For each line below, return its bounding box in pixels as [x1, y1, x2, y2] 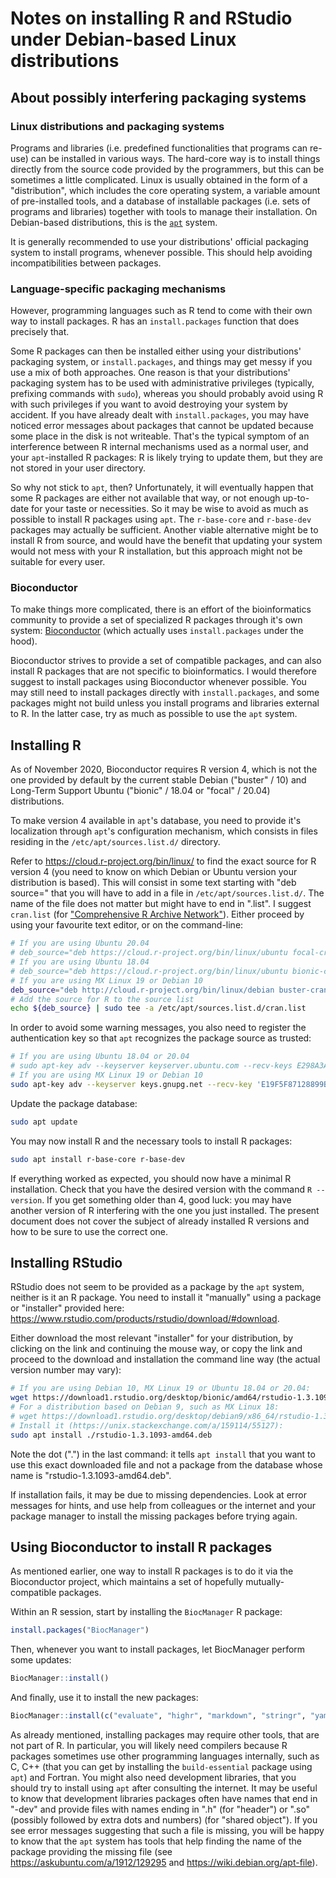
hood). [10, 635, 38, 647]
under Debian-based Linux [10, 28, 237, 51]
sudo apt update [10, 1117, 78, 1127]
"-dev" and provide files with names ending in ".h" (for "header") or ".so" [10, 1803, 311, 1816]
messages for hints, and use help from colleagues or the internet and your [10, 1499, 316, 1511]
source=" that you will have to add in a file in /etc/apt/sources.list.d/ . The [10, 887, 325, 899]
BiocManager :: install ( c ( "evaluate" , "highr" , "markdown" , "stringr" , [10, 1711, 307, 1721]
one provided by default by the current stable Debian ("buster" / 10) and [10, 774, 307, 786]
